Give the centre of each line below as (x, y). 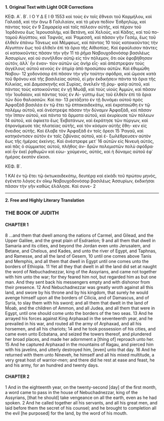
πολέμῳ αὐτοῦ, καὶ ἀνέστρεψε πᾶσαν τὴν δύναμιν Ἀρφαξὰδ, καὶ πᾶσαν (78, 110)
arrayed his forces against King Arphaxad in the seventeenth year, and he (79, 319)
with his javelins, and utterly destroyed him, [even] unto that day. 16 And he (81, 350)
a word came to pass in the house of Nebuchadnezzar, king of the (72, 393)
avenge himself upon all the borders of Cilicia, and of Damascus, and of (77, 298)
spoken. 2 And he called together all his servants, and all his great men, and (81, 403)
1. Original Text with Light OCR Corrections (49, 7)
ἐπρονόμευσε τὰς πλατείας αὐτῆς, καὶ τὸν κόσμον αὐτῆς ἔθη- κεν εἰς (76, 126)
